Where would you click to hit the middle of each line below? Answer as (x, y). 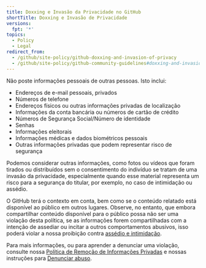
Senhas (25, 125)
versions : (19, 23)
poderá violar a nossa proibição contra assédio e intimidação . (84, 233)
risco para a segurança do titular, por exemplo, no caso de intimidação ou (99, 182)
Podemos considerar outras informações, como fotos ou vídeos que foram (101, 163)
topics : (16, 35)
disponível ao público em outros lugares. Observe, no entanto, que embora (101, 207)
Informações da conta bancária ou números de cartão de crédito (97, 112)
